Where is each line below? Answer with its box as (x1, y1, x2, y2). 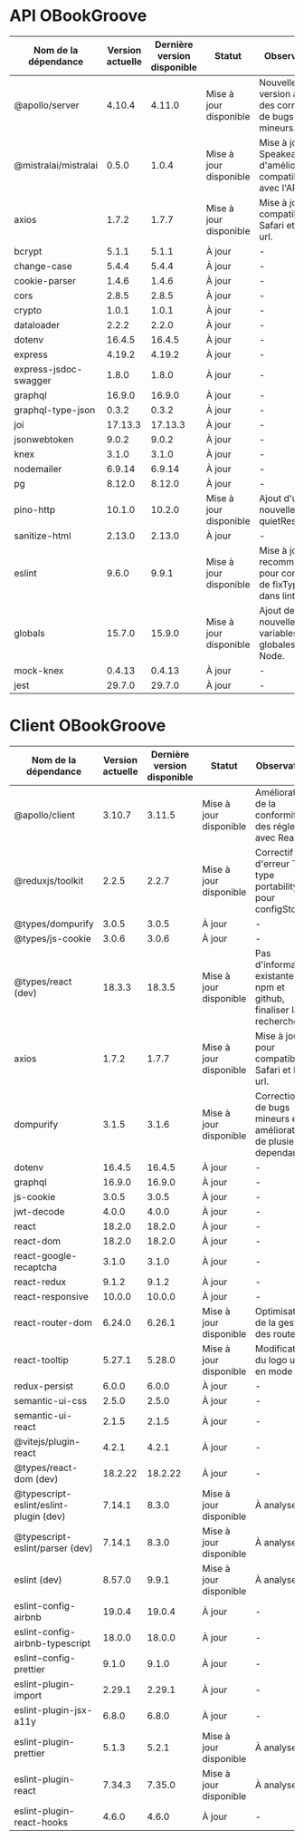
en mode (254, 1365, 293, 1378)
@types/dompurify (14, 917, 94, 930)
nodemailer (14, 462, 62, 475)
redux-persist (14, 1380, 74, 1392)
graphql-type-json (14, 403, 96, 416)
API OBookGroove (9, 5, 147, 26)
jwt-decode (14, 1205, 65, 1217)
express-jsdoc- (14, 363, 83, 375)
